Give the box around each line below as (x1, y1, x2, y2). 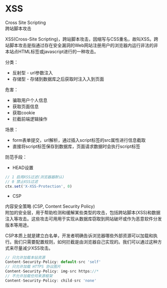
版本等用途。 (5, 222, 31, 228)
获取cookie (12, 109, 35, 115)
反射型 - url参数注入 (12, 69, 53, 75)
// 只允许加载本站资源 (5, 255, 46, 260)
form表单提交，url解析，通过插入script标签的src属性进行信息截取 (12, 137, 146, 143)
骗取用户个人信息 (12, 97, 48, 103)
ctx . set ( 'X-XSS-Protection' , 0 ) (5, 184, 72, 189)
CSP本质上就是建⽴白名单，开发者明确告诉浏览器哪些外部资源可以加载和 (5, 233, 154, 239)
